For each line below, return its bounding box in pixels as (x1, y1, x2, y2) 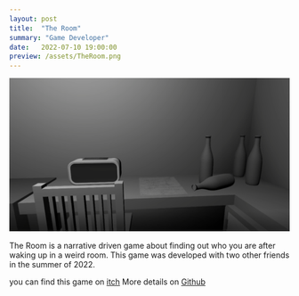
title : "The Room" (9, 23, 82, 33)
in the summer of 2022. (9, 259, 96, 269)
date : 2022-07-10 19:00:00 (9, 43, 117, 52)
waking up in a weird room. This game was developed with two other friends (9, 250, 290, 260)
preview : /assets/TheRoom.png (9, 52, 122, 62)
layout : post (9, 14, 58, 23)
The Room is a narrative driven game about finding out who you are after (9, 240, 276, 251)
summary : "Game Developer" (9, 33, 109, 42)
